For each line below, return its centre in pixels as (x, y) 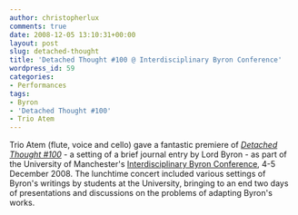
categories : (32, 77)
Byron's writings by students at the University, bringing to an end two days (149, 183)
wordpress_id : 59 (42, 69)
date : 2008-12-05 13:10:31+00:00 (73, 34)
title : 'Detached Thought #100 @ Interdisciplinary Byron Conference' (146, 60)
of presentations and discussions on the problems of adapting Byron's (141, 193)
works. (22, 203)
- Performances (38, 85)
